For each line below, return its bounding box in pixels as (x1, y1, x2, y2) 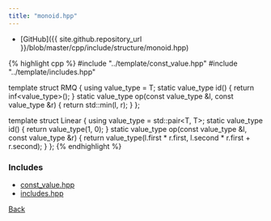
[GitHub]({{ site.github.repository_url (19, 34, 142, 44)
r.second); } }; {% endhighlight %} (8, 141, 122, 151)
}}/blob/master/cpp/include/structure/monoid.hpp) (19, 42, 189, 53)
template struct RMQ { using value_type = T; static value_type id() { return (8, 83, 255, 92)
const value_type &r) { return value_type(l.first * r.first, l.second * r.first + (8, 133, 251, 142)
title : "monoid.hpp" (8, 11, 78, 20)
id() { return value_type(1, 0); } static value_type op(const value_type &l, (8, 124, 248, 134)
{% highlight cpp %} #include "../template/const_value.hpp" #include (8, 58, 238, 68)
